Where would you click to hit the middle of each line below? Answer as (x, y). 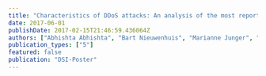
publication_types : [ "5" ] (51, 45)
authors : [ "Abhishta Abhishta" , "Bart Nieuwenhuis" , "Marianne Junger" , (131, 38)
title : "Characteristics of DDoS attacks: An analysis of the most (122, 15)
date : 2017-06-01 (37, 23)
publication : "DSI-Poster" (53, 60)
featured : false (35, 52)
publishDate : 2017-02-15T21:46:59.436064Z (79, 30)
